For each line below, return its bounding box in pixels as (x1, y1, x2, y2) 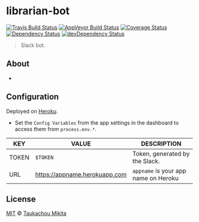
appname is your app (132, 166, 187, 175)
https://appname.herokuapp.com (35, 170, 127, 179)
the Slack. (132, 157, 160, 165)
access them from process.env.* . (14, 125, 97, 132)
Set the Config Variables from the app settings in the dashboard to (14, 119, 179, 126)
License (6, 194, 36, 204)
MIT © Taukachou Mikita (6, 210, 67, 217)
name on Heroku (132, 174, 179, 182)
